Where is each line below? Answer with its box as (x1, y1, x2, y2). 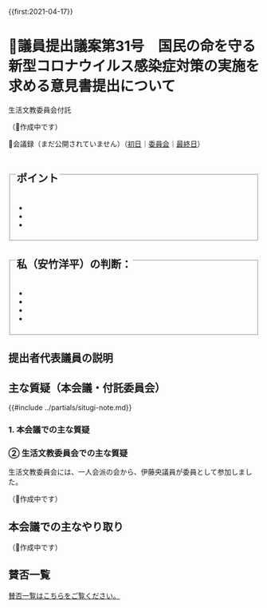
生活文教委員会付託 (8, 105, 72, 114)
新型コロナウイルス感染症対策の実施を (8, 58, 261, 75)
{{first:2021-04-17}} (8, 7, 73, 16)
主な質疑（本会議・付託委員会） (8, 381, 166, 395)
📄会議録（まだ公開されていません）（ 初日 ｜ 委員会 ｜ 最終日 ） (8, 139, 205, 149)
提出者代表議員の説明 (8, 352, 113, 365)
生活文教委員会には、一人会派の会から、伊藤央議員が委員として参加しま (8, 467, 245, 477)
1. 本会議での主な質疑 (8, 423, 90, 435)
